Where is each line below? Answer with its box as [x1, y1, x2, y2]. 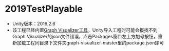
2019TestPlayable [5, 3, 83, 15]
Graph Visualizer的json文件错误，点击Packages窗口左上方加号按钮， [12, 33, 158, 39]
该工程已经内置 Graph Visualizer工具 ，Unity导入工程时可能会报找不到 [12, 27, 158, 33]
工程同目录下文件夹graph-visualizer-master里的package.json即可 [26, 39, 164, 46]
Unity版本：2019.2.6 [12, 20, 55, 27]
